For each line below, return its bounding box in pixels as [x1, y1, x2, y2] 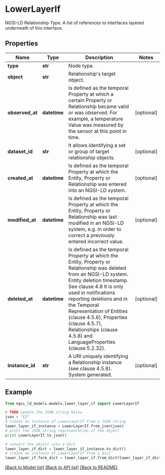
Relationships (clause [68, 326, 118, 333]
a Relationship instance [68, 359, 122, 365]
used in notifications [68, 289, 115, 296]
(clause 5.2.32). [68, 344, 106, 351]
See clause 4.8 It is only [68, 283, 124, 290]
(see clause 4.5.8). [68, 365, 112, 372]
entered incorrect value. [68, 238, 124, 245]
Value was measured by [68, 121, 124, 128]
